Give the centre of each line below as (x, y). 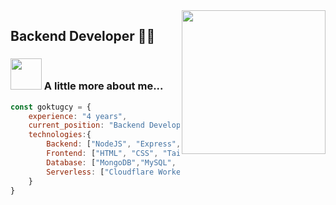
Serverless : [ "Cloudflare (100, 172)
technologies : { (60, 135)
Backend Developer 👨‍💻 (83, 36)
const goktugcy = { (51, 107)
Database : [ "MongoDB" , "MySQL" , (111, 162)
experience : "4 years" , (78, 116)
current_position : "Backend (86, 125)
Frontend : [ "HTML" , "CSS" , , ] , (160, 154)
